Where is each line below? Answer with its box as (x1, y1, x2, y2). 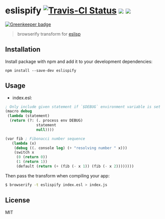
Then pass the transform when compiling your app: (5, 172, 110, 178)
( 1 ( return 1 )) (16, 159, 48, 164)
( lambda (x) (11, 141, 37, 146)
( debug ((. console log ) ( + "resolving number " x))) (14, 145, 127, 151)
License (5, 196, 30, 205)
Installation (5, 45, 41, 54)
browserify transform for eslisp (17, 31, 81, 37)
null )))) (36, 127, 55, 132)
